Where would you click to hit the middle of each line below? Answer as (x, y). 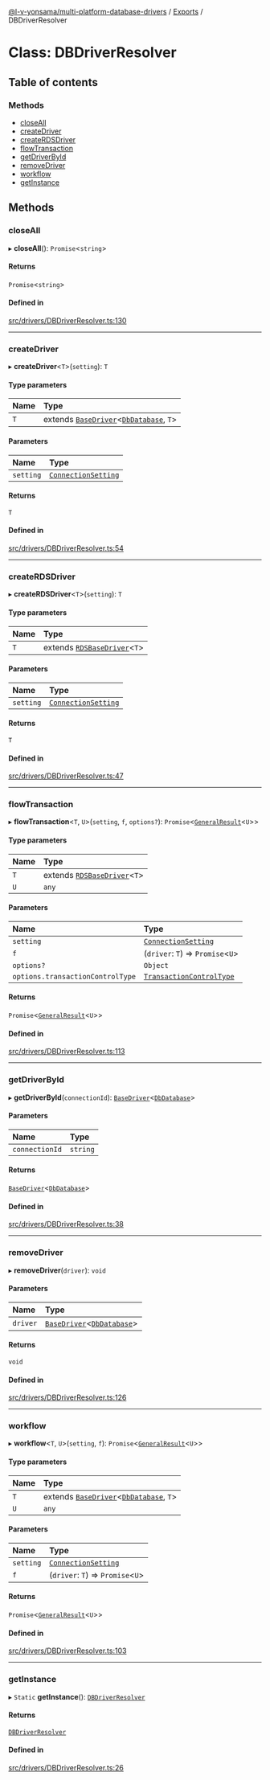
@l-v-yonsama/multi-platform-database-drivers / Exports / (106, 12)
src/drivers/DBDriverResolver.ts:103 (67, 1651)
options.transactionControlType (74, 976)
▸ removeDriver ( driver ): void (57, 1270)
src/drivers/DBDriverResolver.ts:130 (67, 320)
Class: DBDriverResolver (92, 53)
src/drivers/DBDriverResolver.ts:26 (66, 1767)
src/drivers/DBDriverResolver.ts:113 (67, 1052)
